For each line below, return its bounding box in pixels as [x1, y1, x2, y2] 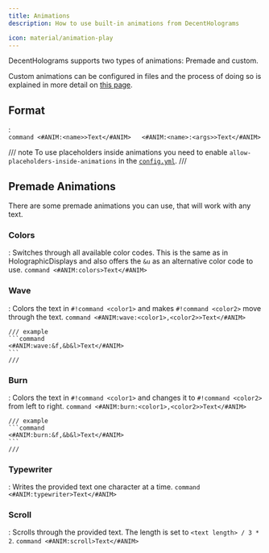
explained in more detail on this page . [8, 80, 133, 89]
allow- [229, 149, 251, 157]
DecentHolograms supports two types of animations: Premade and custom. [8, 56, 259, 65]
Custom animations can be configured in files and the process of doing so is [8, 72, 262, 81]
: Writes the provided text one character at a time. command [8, 482, 201, 492]
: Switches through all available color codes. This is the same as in [8, 247, 229, 258]
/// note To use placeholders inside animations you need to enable [8, 148, 228, 157]
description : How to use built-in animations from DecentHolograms [8, 19, 240, 27]
